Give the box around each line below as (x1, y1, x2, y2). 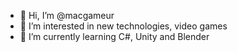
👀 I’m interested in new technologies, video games (19, 20, 228, 32)
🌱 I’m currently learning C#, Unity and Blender (19, 31, 210, 42)
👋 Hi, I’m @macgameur (19, 10, 115, 21)
